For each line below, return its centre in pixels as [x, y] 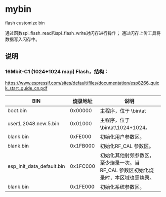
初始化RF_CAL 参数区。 [127, 146]
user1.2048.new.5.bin [34, 123]
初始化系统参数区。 [122, 187]
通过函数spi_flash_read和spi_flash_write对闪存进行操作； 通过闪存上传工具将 [83, 33]
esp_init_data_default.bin [36, 166]
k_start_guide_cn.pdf [26, 88]
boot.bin [17, 110]
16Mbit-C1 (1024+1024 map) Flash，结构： [57, 72]
